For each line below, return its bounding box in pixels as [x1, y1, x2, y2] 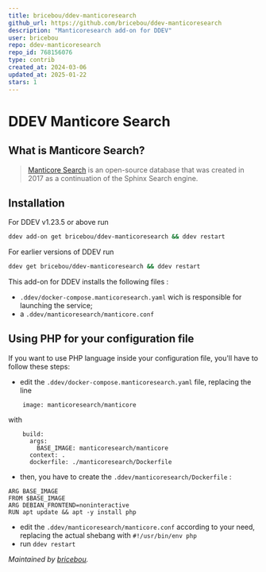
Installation [8, 196, 65, 210]
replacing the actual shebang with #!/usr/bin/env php [19, 530, 197, 540]
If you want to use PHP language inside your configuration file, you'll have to [8, 353, 259, 362]
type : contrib [8, 56, 56, 64]
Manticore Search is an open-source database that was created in [27, 164, 245, 175]
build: [22, 430, 44, 438]
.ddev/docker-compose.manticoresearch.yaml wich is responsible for [19, 292, 242, 302]
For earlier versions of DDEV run [8, 247, 114, 257]
